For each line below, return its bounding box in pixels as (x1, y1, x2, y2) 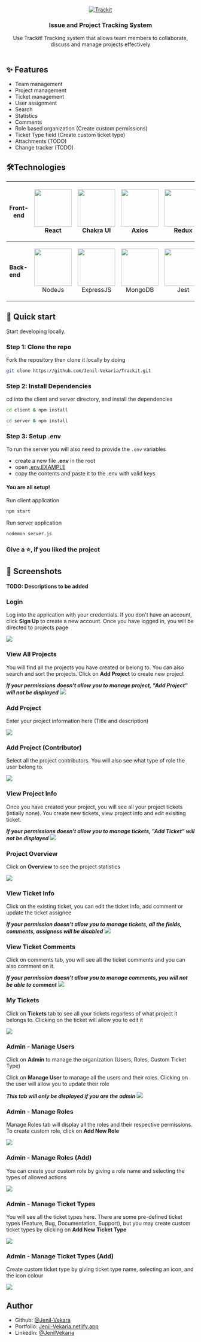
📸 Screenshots (6, 566, 62, 577)
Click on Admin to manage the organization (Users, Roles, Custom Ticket (6, 1056, 187, 1063)
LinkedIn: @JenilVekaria (14, 1329, 75, 1337)
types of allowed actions (6, 1173, 67, 1181)
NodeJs (42, 285, 65, 294)
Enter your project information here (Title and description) (6, 718, 149, 724)
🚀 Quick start (6, 312, 56, 322)
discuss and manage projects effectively (50, 41, 151, 48)
